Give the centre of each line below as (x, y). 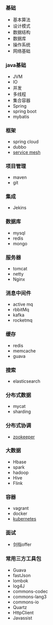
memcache (24, 351)
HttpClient (23, 612)
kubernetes (25, 519)
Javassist (23, 618)
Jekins (20, 208)
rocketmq (23, 320)
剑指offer (22, 544)
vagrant (21, 508)
